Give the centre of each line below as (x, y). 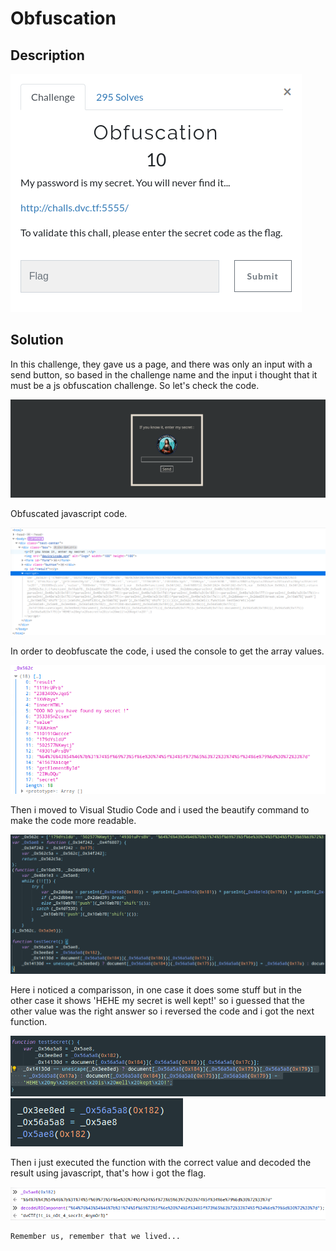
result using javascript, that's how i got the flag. (108, 1173)
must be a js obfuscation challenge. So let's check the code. (135, 385)
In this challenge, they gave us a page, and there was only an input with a (161, 364)
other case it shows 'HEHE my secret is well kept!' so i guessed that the (157, 1001)
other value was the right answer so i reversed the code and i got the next (162, 1011)
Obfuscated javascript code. (69, 514)
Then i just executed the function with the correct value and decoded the (161, 1163)
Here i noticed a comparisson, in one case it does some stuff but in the (156, 990)
